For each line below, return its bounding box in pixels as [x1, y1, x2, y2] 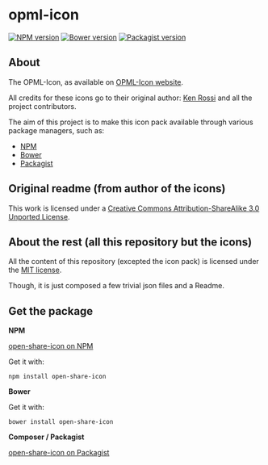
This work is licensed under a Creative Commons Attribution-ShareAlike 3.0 [8, 203, 260, 213]
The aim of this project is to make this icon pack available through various [8, 117, 253, 127]
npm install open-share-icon [8, 373, 107, 381]
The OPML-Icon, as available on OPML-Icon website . [8, 77, 184, 86]
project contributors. [8, 101, 77, 111]
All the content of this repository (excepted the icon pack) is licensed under [8, 257, 260, 266]
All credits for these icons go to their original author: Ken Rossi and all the [8, 93, 253, 103]
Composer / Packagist [8, 432, 85, 442]
